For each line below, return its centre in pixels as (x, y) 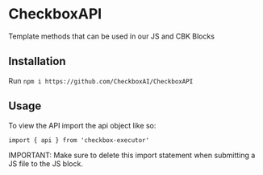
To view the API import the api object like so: (82, 125)
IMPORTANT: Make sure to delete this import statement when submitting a (132, 155)
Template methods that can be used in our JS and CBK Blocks (112, 36)
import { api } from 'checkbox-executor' (79, 140)
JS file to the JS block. (46, 163)
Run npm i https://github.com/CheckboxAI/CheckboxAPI (101, 80)
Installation (37, 61)
